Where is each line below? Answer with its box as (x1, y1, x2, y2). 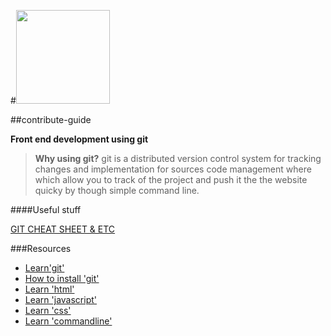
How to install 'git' (24, 273, 100, 284)
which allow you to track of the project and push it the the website (34, 174, 308, 185)
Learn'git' (24, 262, 65, 274)
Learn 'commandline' (24, 315, 113, 327)
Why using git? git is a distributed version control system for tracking (34, 153, 322, 164)
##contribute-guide (10, 114, 92, 125)
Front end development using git (10, 133, 149, 145)
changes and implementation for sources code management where (34, 163, 312, 175)
